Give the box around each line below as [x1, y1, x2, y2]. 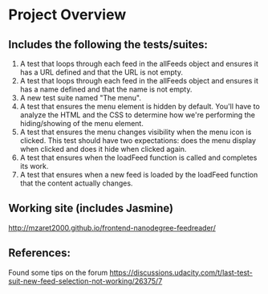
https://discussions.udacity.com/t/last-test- [109, 267, 253, 277]
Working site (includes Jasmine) [8, 202, 174, 215]
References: [8, 247, 71, 260]
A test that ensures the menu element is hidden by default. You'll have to [19, 102, 261, 111]
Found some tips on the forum [8, 267, 108, 277]
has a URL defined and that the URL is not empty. [19, 67, 183, 77]
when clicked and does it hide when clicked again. [19, 145, 187, 153]
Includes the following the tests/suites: [8, 38, 209, 51]
